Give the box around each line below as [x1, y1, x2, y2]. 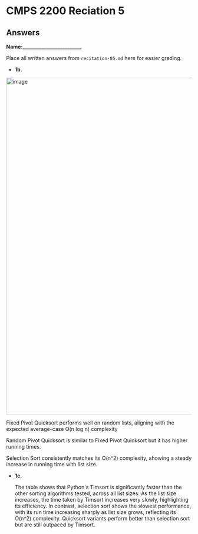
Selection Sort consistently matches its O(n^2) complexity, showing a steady [6, 455, 192, 462]
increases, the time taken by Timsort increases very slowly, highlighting [14, 496, 189, 503]
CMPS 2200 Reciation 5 [6, 4, 125, 18]
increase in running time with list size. [6, 461, 98, 467]
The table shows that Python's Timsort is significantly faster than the [14, 484, 182, 490]
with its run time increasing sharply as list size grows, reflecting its [14, 509, 176, 516]
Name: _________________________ [6, 43, 82, 50]
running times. [6, 443, 41, 450]
